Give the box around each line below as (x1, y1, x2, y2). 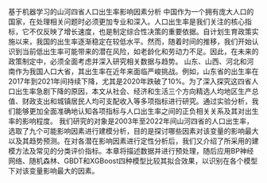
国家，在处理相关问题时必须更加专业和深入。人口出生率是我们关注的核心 (8, 17, 245, 26)
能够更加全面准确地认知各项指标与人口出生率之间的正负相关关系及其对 (14, 107, 245, 115)
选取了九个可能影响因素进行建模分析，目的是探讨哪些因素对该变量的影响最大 (8, 127, 259, 135)
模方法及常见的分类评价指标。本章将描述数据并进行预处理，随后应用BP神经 (8, 146, 254, 155)
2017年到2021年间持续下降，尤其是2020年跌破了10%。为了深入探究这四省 (8, 76, 252, 86)
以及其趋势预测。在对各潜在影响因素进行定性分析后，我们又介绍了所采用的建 (8, 136, 259, 146)
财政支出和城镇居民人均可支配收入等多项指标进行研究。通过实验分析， (21, 96, 252, 106)
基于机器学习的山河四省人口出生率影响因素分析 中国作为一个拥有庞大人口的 (8, 7, 254, 16)
